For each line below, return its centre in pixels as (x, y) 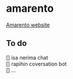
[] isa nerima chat (27, 57)
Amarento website (28, 25)
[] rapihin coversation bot (36, 64)
